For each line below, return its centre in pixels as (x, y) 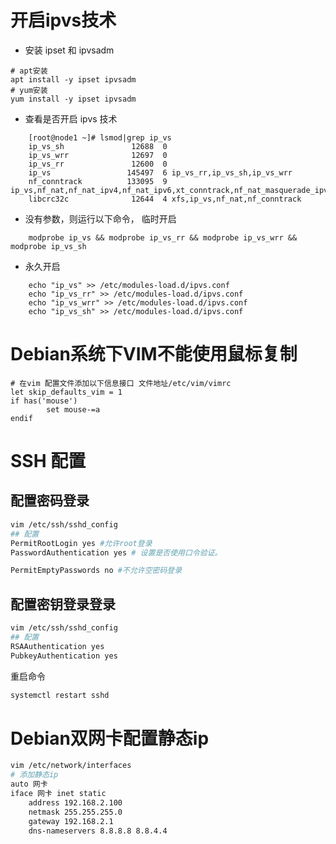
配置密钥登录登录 (63, 604)
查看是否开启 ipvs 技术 (71, 118)
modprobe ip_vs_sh (48, 246)
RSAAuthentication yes (57, 646)
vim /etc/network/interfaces (71, 766)
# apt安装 (29, 71)
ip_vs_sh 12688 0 (98, 146)
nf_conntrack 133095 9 (98, 181)
